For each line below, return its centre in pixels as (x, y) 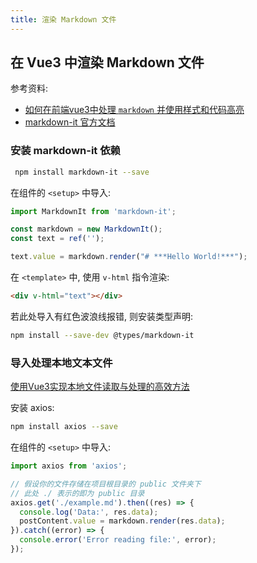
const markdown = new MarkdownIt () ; (86, 229)
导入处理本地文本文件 (61, 363)
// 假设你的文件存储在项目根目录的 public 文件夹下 (106, 484)
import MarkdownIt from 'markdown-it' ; (93, 211)
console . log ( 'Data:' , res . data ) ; (89, 512)
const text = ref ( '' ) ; (57, 239)
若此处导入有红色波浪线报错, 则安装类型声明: (102, 316)
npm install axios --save (64, 427)
